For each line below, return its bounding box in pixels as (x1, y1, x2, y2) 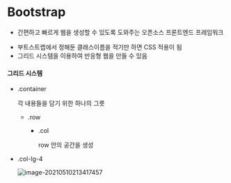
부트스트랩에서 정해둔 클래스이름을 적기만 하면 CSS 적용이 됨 (17, 42, 182, 51)
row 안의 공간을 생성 (38, 141, 94, 150)
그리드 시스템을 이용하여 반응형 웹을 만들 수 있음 (17, 51, 148, 60)
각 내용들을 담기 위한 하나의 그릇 (17, 99, 105, 108)
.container (17, 85, 47, 93)
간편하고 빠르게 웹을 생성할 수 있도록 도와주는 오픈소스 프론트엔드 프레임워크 (17, 28, 224, 36)
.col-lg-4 (17, 154, 43, 164)
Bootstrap (7, 4, 66, 20)
